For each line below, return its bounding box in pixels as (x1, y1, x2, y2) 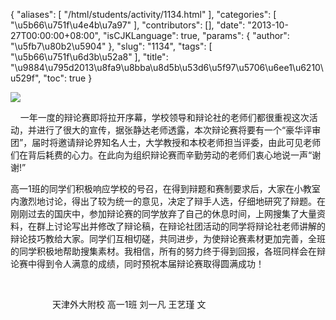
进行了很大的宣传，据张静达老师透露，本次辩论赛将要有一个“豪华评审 (36, 124, 322, 136)
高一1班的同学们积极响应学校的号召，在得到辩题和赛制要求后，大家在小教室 (10, 183, 321, 194)
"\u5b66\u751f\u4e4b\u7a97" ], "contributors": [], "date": (10, 19, 246, 31)
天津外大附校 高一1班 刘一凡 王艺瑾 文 (51, 299, 207, 310)
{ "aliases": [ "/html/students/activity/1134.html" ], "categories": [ (10, 9, 277, 20)
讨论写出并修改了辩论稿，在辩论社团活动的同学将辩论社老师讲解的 (53, 220, 326, 232)
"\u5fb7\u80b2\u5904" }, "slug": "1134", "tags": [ (10, 40, 213, 52)
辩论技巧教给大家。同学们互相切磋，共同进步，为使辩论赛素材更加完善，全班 (10, 233, 326, 244)
